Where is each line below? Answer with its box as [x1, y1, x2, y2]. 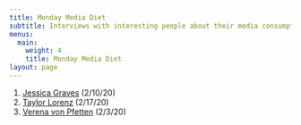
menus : [9, 29, 34, 38]
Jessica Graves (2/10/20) [21, 87, 116, 98]
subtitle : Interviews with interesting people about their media [9, 21, 258, 30]
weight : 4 [25, 46, 63, 55]
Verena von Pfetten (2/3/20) [21, 106, 127, 117]
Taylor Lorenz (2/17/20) [21, 96, 109, 107]
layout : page [9, 63, 58, 72]
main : [17, 37, 39, 47]
